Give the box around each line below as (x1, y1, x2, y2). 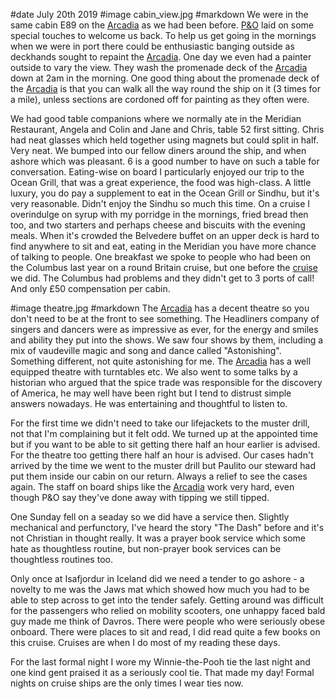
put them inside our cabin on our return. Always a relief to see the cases (10, 470, 308, 482)
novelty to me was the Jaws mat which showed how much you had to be (10, 584, 310, 595)
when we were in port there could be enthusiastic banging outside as (10, 40, 295, 52)
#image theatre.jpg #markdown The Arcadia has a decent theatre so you (10, 302, 310, 314)
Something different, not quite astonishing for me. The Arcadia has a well (10, 355, 312, 367)
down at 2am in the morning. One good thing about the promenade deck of (10, 72, 320, 84)
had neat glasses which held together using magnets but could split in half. (10, 134, 319, 146)
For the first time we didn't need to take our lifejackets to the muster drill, (10, 417, 310, 429)
